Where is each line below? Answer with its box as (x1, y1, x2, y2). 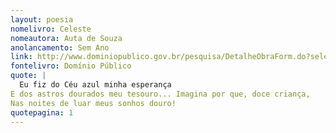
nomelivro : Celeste (10, 24, 92, 34)
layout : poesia (10, 14, 74, 25)
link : (10, 52, 33, 62)
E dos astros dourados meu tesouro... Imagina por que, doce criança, (10, 89, 311, 99)
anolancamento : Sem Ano (10, 42, 110, 53)
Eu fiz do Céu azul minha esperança (19, 80, 172, 90)
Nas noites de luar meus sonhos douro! (10, 98, 177, 108)
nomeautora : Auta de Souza (10, 33, 123, 43)
